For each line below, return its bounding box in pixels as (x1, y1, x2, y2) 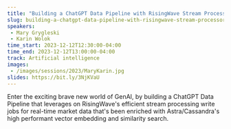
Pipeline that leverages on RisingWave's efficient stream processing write (7, 100, 215, 108)
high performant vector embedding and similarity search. (7, 115, 169, 123)
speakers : (7, 23, 36, 30)
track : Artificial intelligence (7, 55, 100, 62)
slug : (7, 16, 23, 23)
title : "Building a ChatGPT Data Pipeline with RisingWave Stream (7, 10, 201, 17)
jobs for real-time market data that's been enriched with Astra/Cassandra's (7, 107, 220, 115)
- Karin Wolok (10, 36, 51, 43)
